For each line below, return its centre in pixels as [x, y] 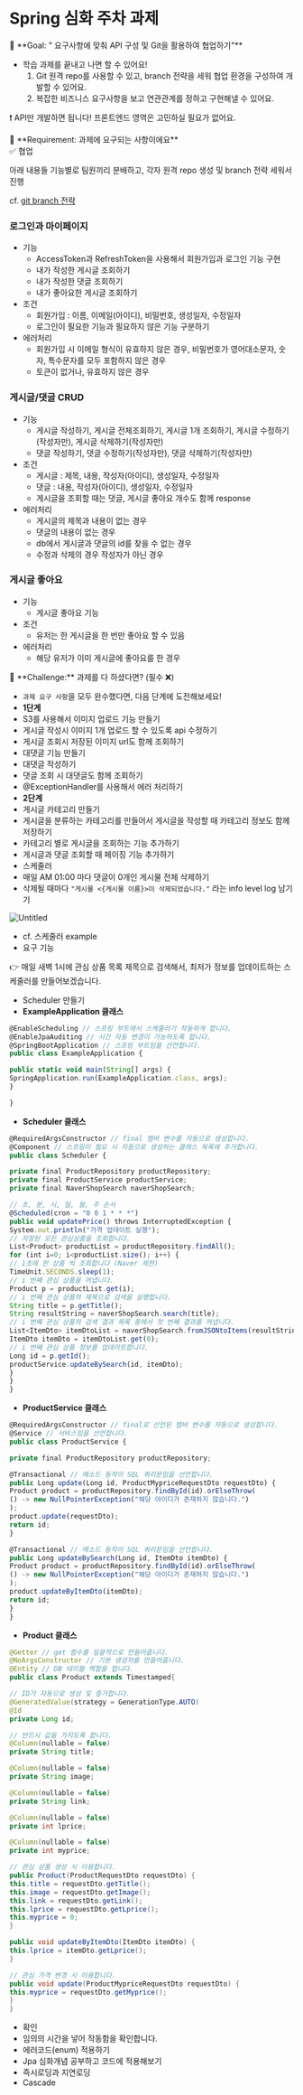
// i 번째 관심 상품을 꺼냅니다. [62, 1280]
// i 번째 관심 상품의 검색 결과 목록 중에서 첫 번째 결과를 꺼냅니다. [122, 1323]
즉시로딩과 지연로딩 [56, 2072]
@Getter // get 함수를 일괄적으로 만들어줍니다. [89, 1652]
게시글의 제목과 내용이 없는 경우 [91, 520]
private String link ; [50, 1801]
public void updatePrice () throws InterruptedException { [120, 1221]
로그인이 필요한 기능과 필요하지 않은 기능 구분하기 [123, 327]
